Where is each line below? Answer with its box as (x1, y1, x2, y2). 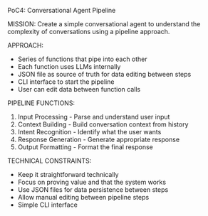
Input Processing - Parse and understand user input (17, 113, 170, 121)
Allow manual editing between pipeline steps (17, 193, 150, 201)
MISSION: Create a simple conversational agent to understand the (7, 20, 201, 28)
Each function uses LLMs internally (17, 63, 121, 70)
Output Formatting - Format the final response (17, 143, 153, 151)
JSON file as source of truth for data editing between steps (17, 70, 192, 78)
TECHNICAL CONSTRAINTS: (7, 156, 92, 165)
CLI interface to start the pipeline (17, 77, 115, 86)
